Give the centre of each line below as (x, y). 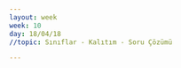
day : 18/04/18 (35, 34)
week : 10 (25, 26)
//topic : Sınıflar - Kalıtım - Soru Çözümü (91, 42)
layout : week (33, 17)
